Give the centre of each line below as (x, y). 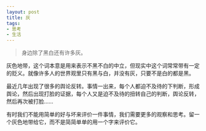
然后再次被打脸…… (30, 102)
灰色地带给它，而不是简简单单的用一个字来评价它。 (76, 122)
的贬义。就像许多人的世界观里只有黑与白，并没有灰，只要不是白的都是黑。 (100, 73)
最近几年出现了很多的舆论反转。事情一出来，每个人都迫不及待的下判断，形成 (103, 87)
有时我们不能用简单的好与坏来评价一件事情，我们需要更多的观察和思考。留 (100, 115)
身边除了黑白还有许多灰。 (54, 53)
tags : (13, 23)
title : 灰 (18, 18)
